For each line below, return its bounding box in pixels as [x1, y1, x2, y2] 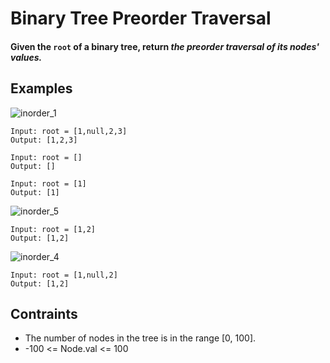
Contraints [10, 305, 78, 322]
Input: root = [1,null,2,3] [10, 126, 128, 136]
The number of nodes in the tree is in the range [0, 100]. [24, 332, 257, 344]
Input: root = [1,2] [10, 224, 97, 234]
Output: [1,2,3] [10, 135, 78, 145]
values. [10, 51, 43, 63]
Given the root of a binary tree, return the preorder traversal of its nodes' [10, 40, 320, 52]
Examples [10, 80, 73, 97]
